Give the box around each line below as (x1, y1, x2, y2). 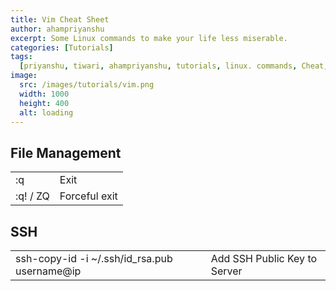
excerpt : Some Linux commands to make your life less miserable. (10, 33, 288, 43)
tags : (10, 52, 33, 62)
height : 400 (19, 98, 70, 108)
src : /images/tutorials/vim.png (19, 80, 155, 90)
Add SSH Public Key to (210, 252, 318, 265)
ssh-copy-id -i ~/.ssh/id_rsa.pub (15, 252, 173, 265)
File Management (10, 144, 122, 161)
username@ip (15, 264, 82, 278)
